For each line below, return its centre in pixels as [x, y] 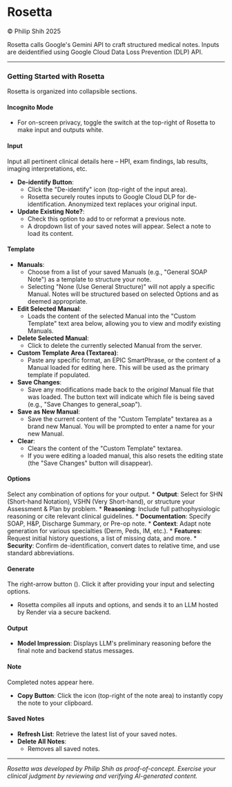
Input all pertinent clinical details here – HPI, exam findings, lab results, [108, 161]
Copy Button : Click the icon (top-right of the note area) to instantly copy [120, 695]
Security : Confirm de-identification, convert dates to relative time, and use [114, 546]
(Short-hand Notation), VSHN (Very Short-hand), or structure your [101, 501]
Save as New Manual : [49, 411]
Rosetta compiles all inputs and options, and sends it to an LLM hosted [118, 605]
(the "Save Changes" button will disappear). [90, 463]
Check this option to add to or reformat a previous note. [107, 219]
